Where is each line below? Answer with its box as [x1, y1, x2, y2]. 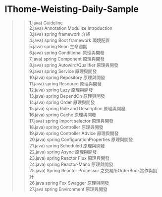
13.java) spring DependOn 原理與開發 [29, 93, 105, 99]
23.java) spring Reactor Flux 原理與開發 [29, 155, 110, 161]
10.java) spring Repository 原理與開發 [29, 74, 105, 80]
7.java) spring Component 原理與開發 [29, 56, 105, 62]
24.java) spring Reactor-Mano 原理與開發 [29, 161, 113, 167]
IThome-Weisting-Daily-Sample [4, 3, 139, 15]
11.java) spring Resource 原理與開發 [29, 80, 102, 86]
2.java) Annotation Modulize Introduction [29, 25, 112, 31]
